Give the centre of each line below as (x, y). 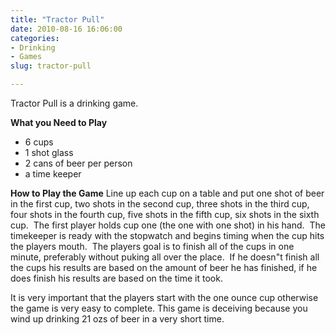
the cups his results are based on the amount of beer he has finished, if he (164, 267)
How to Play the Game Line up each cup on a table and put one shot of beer (167, 193)
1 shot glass (49, 152)
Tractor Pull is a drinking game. (74, 103)
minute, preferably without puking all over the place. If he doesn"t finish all (165, 257)
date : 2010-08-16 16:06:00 (66, 29)
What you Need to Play (59, 122)
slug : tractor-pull (51, 66)
